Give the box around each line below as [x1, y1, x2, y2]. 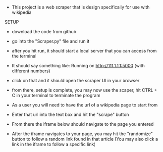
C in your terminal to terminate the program [11, 93, 101, 98]
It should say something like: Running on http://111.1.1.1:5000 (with [11, 63, 145, 68]
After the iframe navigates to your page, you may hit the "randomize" [11, 131, 153, 137]
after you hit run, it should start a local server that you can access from [11, 48, 157, 53]
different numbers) [11, 68, 51, 74]
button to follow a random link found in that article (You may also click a [11, 136, 158, 142]
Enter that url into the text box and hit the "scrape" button [11, 111, 129, 117]
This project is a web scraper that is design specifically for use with [11, 4, 150, 10]
